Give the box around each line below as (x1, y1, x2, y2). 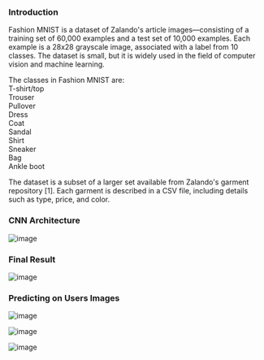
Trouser (8, 93, 35, 102)
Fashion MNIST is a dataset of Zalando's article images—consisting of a (8, 25, 249, 35)
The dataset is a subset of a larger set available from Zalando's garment (8, 177, 249, 187)
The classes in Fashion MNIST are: (8, 76, 124, 85)
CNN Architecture (8, 215, 81, 226)
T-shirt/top (8, 84, 45, 93)
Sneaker (8, 145, 37, 154)
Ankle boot (8, 162, 45, 171)
